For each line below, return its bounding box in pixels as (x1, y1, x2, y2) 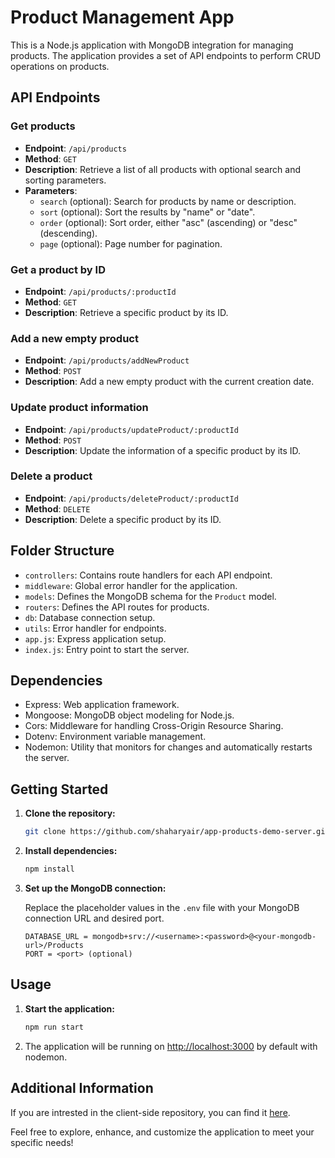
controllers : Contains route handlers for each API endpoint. (24, 569, 273, 581)
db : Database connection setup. (24, 611, 156, 623)
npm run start (24, 1022, 84, 1032)
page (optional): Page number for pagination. (39, 237, 223, 250)
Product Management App (10, 6, 235, 29)
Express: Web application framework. (24, 699, 180, 711)
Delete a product (10, 469, 93, 483)
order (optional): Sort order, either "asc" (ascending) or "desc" (39, 216, 298, 228)
